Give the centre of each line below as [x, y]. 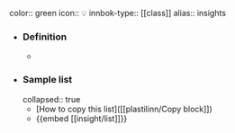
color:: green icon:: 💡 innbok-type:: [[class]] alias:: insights [118, 13]
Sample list [47, 80]
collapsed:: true [51, 99]
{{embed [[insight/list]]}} [81, 118]
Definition [45, 37]
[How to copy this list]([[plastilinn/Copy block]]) [124, 109]
